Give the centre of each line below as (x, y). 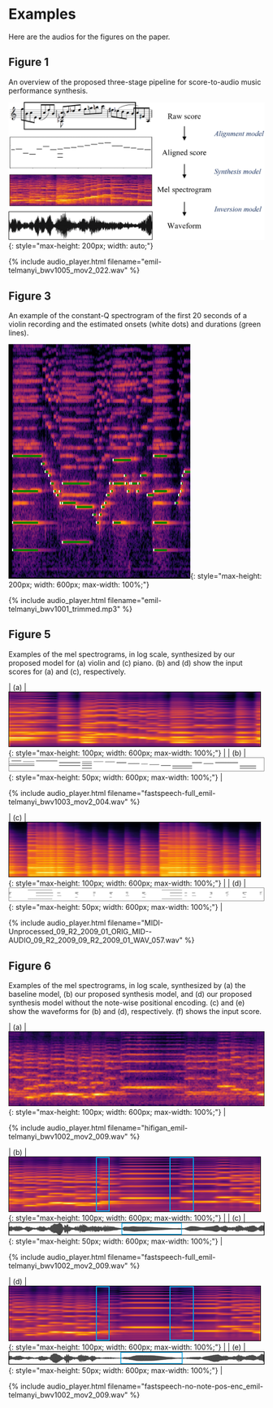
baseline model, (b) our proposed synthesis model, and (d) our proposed (130, 995)
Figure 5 (30, 634)
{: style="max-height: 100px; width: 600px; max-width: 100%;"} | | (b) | (127, 753)
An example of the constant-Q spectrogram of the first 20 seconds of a (128, 316)
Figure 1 (28, 62)
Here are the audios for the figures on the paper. (89, 37)
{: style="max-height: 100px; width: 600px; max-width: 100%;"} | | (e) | (127, 1347)
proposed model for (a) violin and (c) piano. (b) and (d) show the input (126, 662)
